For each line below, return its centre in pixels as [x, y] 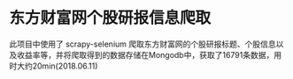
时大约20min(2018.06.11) [54, 66]
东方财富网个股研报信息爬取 [110, 18]
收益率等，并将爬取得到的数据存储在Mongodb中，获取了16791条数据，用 [149, 54]
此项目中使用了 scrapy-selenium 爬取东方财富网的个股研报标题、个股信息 [143, 44]
